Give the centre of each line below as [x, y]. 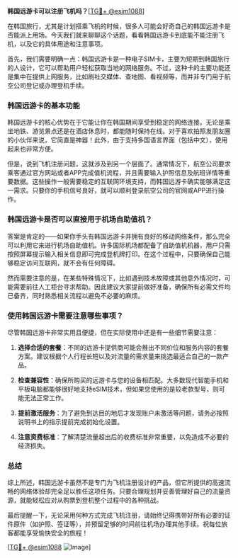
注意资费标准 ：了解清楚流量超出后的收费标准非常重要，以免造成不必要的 [123, 437]
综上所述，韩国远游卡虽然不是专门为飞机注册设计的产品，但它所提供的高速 [116, 483]
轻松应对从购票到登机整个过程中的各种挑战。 [97, 500]
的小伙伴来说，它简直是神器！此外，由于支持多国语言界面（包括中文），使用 [118, 140]
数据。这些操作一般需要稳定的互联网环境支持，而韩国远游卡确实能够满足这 [122, 182]
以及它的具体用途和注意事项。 [63, 44]
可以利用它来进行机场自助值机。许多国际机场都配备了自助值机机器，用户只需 [119, 245]
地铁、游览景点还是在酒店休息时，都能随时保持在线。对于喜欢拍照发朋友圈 [122, 131]
